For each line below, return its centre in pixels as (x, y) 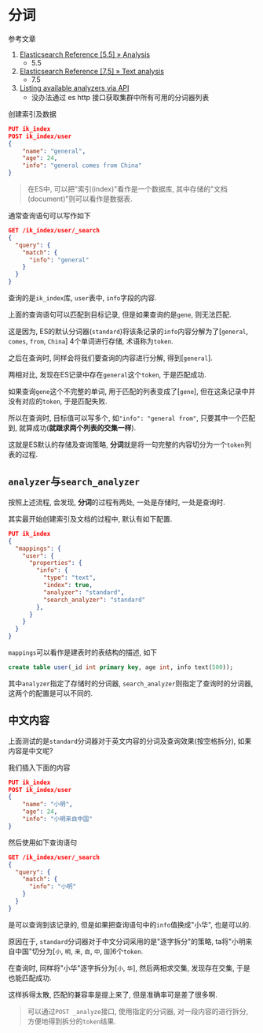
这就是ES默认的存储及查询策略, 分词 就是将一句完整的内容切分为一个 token (126, 444)
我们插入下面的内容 (39, 767)
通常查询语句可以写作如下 (49, 216)
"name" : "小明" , (47, 804)
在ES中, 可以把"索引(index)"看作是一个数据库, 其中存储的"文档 (127, 189)
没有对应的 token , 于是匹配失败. (58, 401)
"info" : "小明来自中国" (57, 819)
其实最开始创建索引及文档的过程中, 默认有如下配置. (90, 518)
